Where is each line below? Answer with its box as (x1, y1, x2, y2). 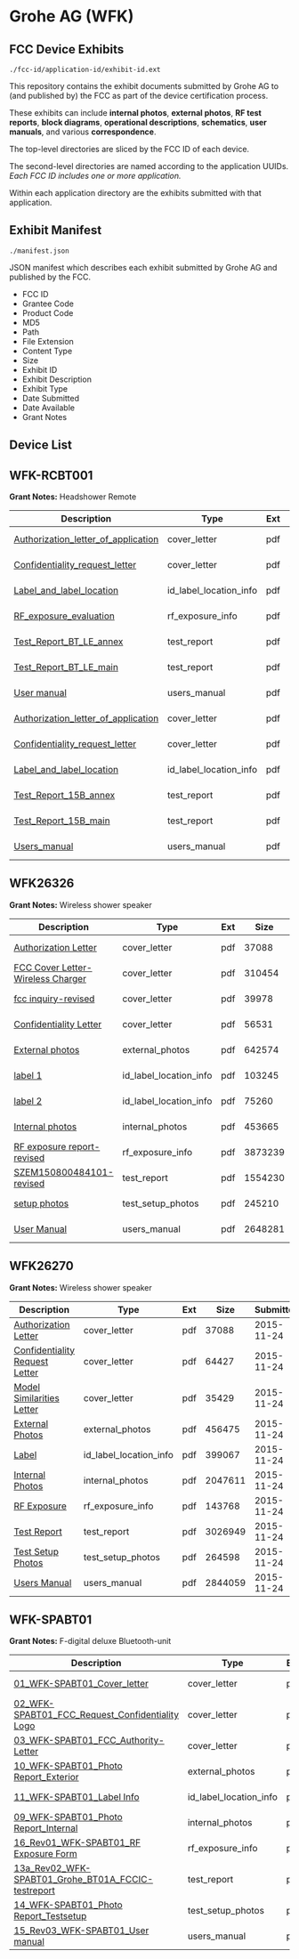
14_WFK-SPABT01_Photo (13, 1898, 123, 1911)
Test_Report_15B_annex (13, 789, 116, 802)
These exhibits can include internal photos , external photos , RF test (9, 108, 263, 117)
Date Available (21, 402, 76, 413)
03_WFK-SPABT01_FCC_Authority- (13, 1734, 165, 1746)
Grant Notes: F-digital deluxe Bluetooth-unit (9, 1636, 172, 1647)
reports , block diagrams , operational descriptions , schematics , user (9, 117, 267, 127)
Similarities (13, 1391, 60, 1404)
